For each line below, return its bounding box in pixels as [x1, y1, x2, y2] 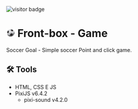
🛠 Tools [6, 65, 37, 75]
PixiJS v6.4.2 [14, 90, 48, 97]
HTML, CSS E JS [14, 83, 57, 90]
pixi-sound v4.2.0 [23, 96, 68, 103]
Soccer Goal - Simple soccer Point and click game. [6, 46, 132, 53]
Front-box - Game [17, 27, 108, 40]
